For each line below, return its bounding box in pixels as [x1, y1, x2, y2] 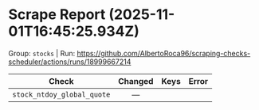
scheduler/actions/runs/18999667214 [8, 57, 131, 66]
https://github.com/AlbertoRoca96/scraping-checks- [77, 48, 251, 58]
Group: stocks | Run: [8, 48, 76, 58]
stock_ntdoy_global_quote [12, 89, 111, 99]
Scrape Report [8, 6, 106, 24]
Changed [118, 75, 154, 86]
